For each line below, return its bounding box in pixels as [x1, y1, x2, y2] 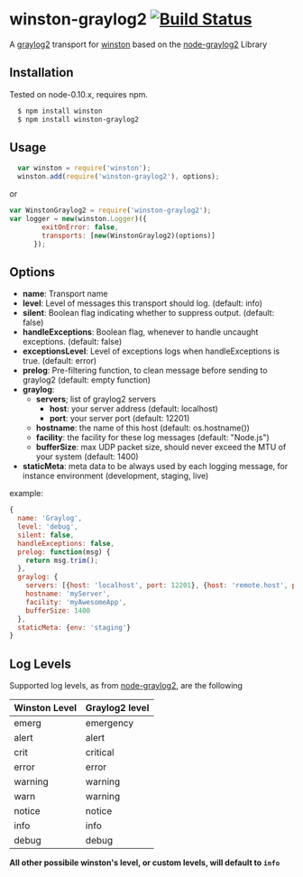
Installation [9, 65, 74, 80]
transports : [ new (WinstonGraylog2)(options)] [41, 231, 216, 240]
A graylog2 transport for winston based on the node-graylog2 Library [9, 39, 268, 50]
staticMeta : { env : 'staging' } [17, 623, 131, 632]
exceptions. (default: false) [22, 337, 123, 347]
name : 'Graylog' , [17, 514, 83, 523]
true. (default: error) [22, 355, 97, 366]
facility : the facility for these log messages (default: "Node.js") [35, 432, 271, 443]
